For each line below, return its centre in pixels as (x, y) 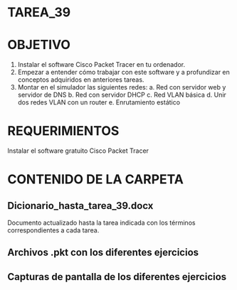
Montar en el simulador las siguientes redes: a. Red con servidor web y (122, 87)
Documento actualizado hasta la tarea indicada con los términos (101, 223)
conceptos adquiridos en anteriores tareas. (81, 80)
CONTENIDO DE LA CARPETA (95, 179)
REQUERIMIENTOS (63, 131)
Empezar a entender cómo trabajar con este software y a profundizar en (123, 72)
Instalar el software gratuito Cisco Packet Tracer (78, 151)
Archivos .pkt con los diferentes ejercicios (103, 253)
